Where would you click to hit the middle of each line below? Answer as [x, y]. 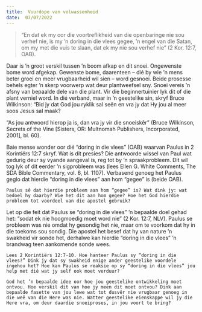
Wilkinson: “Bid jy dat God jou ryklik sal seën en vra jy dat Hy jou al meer [96, 104]
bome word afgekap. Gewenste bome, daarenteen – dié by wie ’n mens [94, 72]
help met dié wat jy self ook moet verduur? [63, 271]
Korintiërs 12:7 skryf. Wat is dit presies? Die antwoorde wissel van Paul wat [99, 153]
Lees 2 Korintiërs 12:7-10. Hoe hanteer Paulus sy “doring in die [91, 255]
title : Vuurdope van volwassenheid [52, 12]
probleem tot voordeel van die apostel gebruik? [68, 201]
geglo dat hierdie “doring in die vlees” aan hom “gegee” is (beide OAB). [95, 179]
